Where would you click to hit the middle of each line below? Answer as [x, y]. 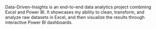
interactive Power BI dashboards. [39, 22]
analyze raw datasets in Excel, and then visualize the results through [75, 17]
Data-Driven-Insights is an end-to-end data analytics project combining [78, 7]
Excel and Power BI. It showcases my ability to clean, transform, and [75, 12]
